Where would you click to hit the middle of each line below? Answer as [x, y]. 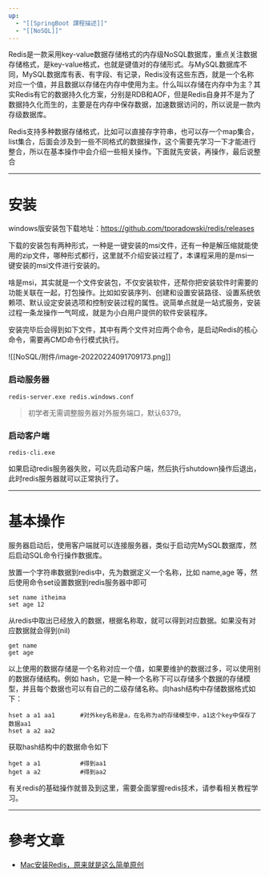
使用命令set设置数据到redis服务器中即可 [81, 582]
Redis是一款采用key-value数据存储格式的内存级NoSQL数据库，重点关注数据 [133, 55]
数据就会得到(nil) [42, 630]
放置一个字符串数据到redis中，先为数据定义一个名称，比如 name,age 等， [129, 572]
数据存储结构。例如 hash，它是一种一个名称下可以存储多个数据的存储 [129, 678]
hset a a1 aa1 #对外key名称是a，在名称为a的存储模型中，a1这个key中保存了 [132, 715]
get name [23, 646]
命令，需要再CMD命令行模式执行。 [66, 340]
